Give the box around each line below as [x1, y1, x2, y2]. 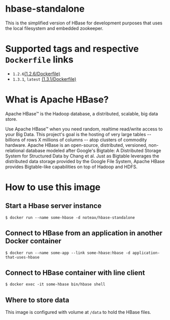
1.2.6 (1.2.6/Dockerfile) [12, 71, 60, 77]
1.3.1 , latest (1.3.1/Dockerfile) [12, 76, 77, 82]
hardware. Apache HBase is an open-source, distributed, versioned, [5, 142, 148, 148]
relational [5, 147, 25, 153]
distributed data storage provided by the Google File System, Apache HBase [5, 158, 165, 164]
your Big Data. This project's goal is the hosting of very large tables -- [5, 131, 151, 137]
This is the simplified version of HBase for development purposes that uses [5, 20, 162, 26]
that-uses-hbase [5, 254, 40, 260]
